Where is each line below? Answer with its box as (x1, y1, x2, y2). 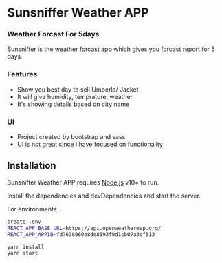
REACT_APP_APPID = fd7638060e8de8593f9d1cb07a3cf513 (7, 231, 155, 238)
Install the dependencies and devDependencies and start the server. (7, 191, 201, 200)
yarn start (7, 250, 38, 257)
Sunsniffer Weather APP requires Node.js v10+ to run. (7, 178, 159, 187)
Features (7, 70, 38, 79)
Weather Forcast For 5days (7, 30, 100, 39)
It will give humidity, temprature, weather (16, 92, 133, 101)
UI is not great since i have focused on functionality (16, 140, 164, 149)
